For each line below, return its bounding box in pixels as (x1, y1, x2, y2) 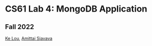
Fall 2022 (5, 23, 34, 31)
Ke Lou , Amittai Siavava (5, 35, 53, 41)
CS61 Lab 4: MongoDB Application (5, 3, 148, 15)
